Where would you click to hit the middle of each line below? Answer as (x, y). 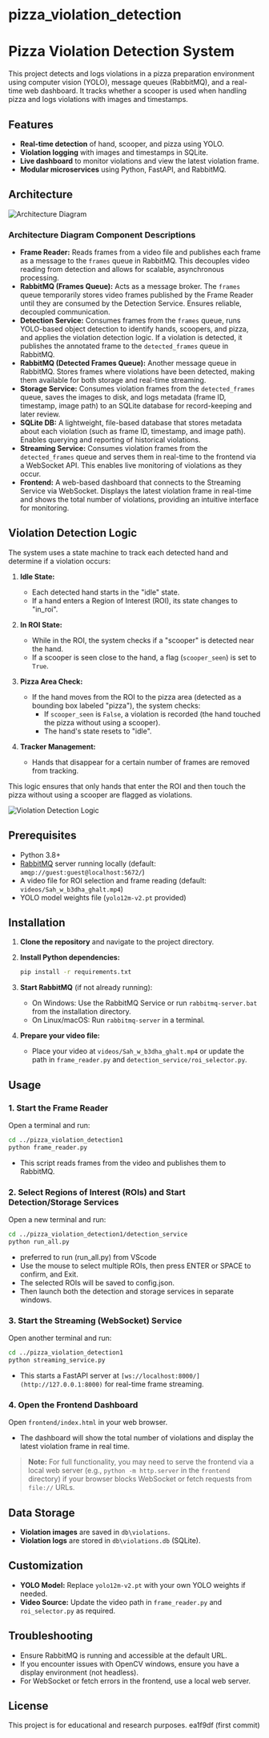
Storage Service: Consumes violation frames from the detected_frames (137, 389)
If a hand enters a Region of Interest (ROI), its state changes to (135, 600)
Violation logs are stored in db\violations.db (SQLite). (110, 1541)
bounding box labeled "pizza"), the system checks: (116, 705)
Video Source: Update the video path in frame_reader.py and (121, 1602)
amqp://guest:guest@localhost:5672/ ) (82, 871)
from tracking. (55, 770)
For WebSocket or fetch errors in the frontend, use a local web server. (135, 1681)
